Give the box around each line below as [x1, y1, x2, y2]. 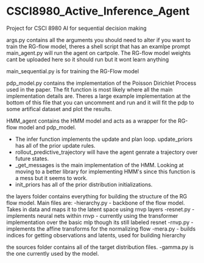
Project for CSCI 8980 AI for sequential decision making [6, 24, 147, 32]
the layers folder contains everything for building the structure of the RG [6, 192, 188, 200]
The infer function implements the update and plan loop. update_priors [15, 135, 193, 143]
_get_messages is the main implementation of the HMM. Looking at [15, 161, 184, 168]
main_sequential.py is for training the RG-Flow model [6, 67, 139, 74]
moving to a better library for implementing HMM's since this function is [15, 168, 196, 175]
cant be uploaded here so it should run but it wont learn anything [6, 56, 169, 63]
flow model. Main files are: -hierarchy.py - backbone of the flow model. [6, 199, 185, 206]
